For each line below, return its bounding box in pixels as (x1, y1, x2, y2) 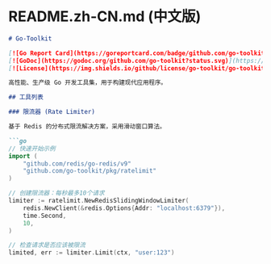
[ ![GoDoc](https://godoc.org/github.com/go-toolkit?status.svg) (8, 57, 229, 65)
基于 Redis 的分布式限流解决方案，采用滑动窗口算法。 (8, 123, 166, 131)
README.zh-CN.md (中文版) (8, 7, 202, 26)
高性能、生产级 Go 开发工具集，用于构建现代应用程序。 (8, 78, 168, 87)
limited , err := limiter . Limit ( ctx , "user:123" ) (8, 249, 175, 257)
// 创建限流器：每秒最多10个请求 (8, 189, 105, 198)
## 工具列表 (8, 94, 44, 102)
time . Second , (23, 212, 67, 220)
